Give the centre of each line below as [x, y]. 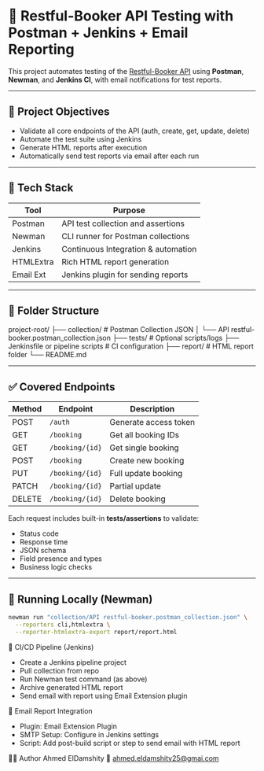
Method [27, 409]
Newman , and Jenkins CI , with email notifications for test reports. [115, 79]
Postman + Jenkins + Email [98, 33]
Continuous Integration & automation [129, 249]
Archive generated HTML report [71, 687]
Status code [39, 533]
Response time [44, 542]
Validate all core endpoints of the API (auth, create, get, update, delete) [134, 131]
